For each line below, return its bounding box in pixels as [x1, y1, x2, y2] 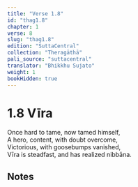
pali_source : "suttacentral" [7, 56, 92, 63]
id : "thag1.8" [7, 17, 49, 24]
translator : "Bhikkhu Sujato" [7, 62, 95, 69]
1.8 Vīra [7, 105, 54, 121]
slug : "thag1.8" [7, 36, 54, 43]
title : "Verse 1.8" [7, 10, 64, 17]
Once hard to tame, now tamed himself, [7, 128, 121, 137]
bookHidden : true [7, 75, 58, 82]
